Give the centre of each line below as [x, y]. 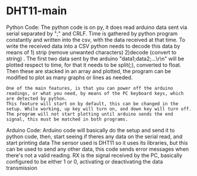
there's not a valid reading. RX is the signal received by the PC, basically [94, 155]
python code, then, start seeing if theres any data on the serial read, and [94, 136]
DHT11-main [36, 11]
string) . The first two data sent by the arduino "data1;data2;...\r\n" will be [95, 58]
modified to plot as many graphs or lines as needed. [70, 77]
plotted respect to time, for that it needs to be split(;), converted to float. [94, 65]
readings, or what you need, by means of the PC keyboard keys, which [95, 93]
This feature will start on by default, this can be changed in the [92, 104]
